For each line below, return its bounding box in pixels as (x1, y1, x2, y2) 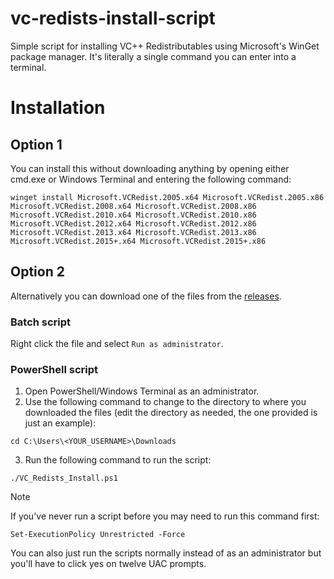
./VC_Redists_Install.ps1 (10, 473, 118, 484)
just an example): (24, 417, 97, 429)
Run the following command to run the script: (24, 454, 212, 466)
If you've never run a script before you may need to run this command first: (10, 510, 320, 522)
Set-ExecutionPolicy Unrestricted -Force (10, 530, 186, 540)
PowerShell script (10, 362, 99, 376)
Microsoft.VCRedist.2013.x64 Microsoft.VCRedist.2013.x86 (10, 227, 257, 237)
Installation (10, 97, 106, 119)
